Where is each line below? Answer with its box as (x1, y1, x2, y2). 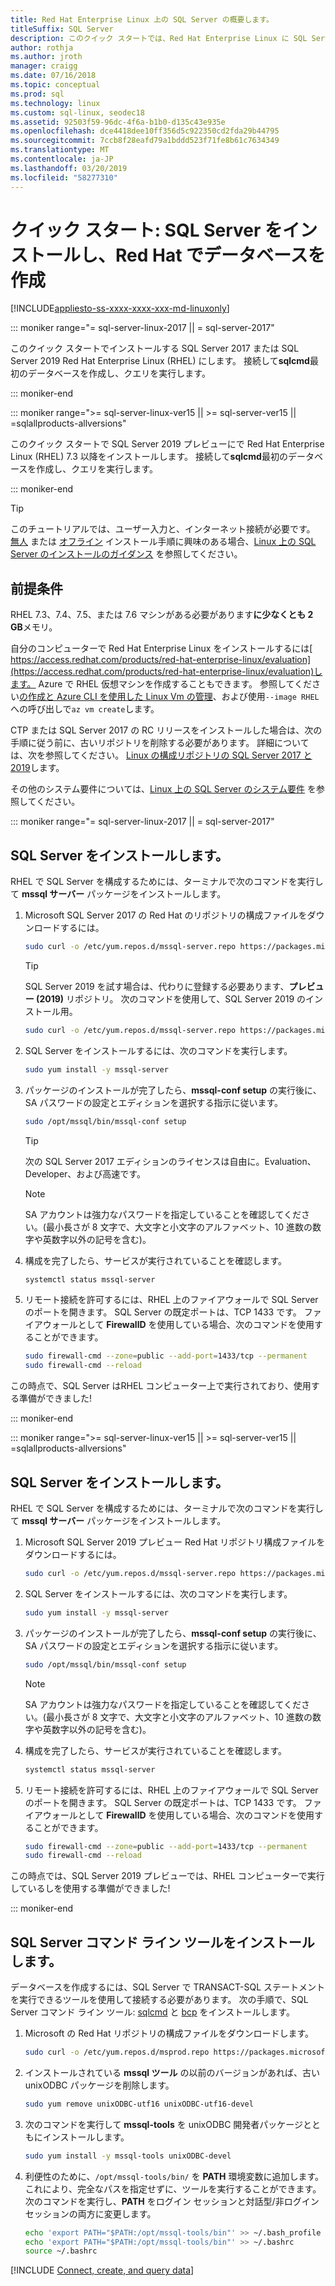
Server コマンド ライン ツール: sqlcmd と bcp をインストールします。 (10, 2006, 295, 2018)
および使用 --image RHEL (221, 691, 320, 703)
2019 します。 (10, 762, 65, 774)
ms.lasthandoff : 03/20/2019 (10, 163, 128, 173)
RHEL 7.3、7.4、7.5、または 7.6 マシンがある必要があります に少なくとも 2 (10, 609, 314, 621)
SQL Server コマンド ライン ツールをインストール (10, 1934, 315, 1951)
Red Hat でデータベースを (115, 244, 326, 266)
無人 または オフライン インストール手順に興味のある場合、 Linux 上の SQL (10, 536, 317, 548)
